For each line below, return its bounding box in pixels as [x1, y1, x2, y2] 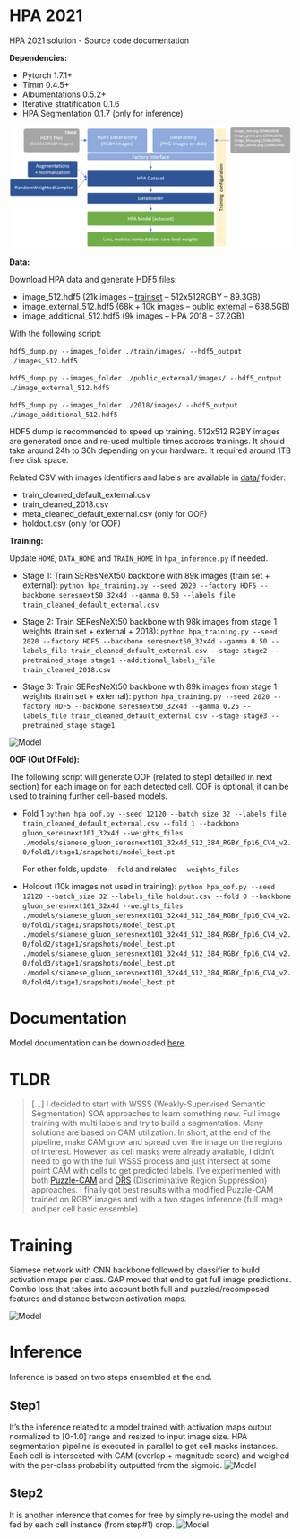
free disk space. [9, 455, 69, 466]
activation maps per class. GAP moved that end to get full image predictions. [9, 1274, 292, 1285]
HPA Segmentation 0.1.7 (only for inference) [21, 108, 184, 118]
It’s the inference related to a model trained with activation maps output [9, 1421, 272, 1432]
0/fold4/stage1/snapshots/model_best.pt [21, 978, 176, 987]
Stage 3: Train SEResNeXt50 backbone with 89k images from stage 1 [21, 681, 278, 692]
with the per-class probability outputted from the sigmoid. [9, 1460, 223, 1471]
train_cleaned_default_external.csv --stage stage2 [70, 647, 268, 656]
